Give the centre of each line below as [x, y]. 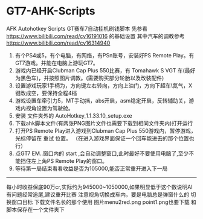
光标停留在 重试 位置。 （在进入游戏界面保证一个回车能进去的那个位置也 [105, 138]
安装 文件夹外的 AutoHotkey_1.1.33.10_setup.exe [74, 115]
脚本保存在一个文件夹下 [35, 209]
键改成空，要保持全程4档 [46, 93]
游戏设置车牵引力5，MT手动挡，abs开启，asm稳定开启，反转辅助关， [102, 100]
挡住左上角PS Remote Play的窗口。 [64, 160]
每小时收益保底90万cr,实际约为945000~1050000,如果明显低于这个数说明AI [99, 187]
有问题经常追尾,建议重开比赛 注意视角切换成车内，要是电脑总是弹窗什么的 [98, 194]
